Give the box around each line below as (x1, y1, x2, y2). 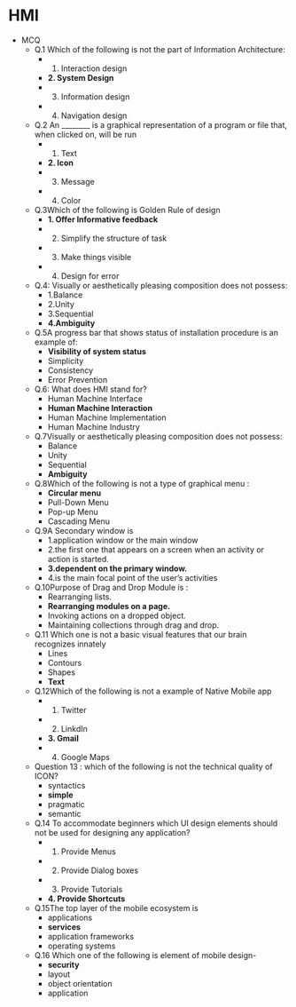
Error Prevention (47, 374, 108, 385)
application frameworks (47, 931, 135, 941)
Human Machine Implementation (47, 412, 167, 423)
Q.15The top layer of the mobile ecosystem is (34, 902, 199, 913)
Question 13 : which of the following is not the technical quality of (34, 761, 273, 772)
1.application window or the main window (47, 535, 199, 545)
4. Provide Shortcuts (47, 893, 126, 904)
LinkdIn (60, 723, 88, 733)
